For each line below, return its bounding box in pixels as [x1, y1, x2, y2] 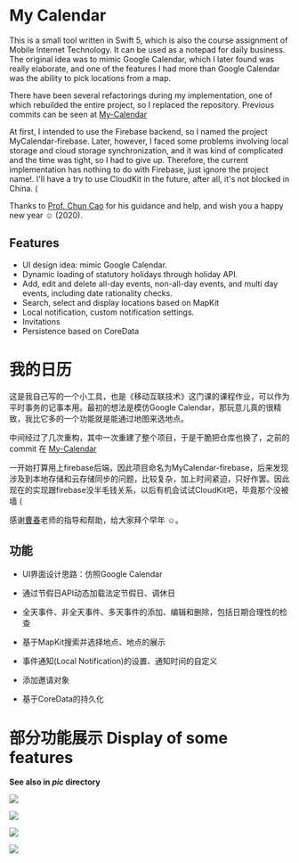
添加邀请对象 [21, 674, 69, 685]
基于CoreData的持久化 [21, 693, 105, 704]
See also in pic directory [9, 777, 101, 787]
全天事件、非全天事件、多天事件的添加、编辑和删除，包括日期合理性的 [21, 606, 280, 617]
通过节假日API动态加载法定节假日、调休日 [21, 588, 176, 598]
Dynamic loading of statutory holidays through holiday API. [21, 268, 238, 279]
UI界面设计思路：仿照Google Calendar [21, 568, 163, 579]
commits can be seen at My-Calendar [9, 109, 148, 119]
